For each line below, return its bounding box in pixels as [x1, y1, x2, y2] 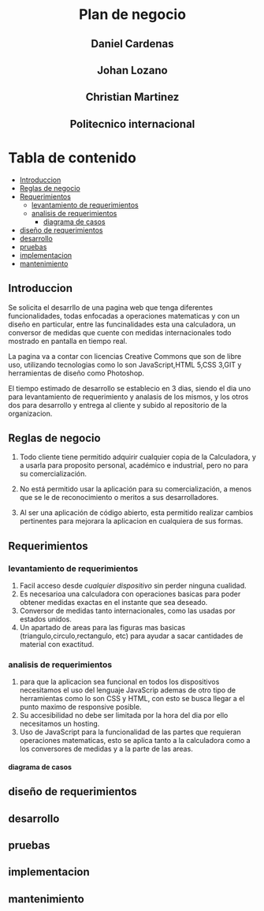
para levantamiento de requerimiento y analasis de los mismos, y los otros [8, 392, 249, 401]
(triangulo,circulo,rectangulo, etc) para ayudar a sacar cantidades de [19, 631, 244, 640]
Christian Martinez [85, 91, 180, 104]
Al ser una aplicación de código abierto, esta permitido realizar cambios [19, 508, 254, 517]
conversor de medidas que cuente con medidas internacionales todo [8, 327, 232, 337]
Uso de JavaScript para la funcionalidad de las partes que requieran [19, 727, 242, 737]
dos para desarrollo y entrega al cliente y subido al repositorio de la [8, 400, 227, 409]
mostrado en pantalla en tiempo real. [8, 336, 128, 345]
